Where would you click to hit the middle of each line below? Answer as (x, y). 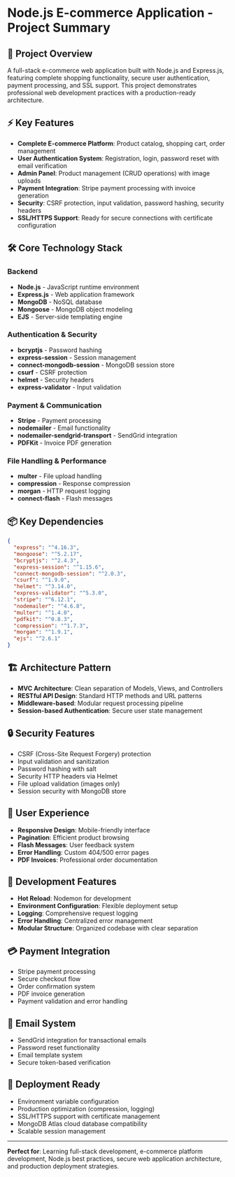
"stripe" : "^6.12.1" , (45, 600)
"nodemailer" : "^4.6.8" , (50, 606)
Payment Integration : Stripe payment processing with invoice (106, 188)
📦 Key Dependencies (55, 521)
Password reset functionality (58, 1047)
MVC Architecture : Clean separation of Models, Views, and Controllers (120, 688)
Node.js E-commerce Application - (110, 13)
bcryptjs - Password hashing (60, 350)
